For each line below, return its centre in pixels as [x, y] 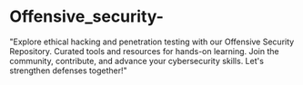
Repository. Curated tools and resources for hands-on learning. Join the [144, 51]
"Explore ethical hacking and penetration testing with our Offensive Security [152, 42]
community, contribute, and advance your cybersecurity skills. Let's [136, 61]
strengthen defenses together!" [68, 71]
